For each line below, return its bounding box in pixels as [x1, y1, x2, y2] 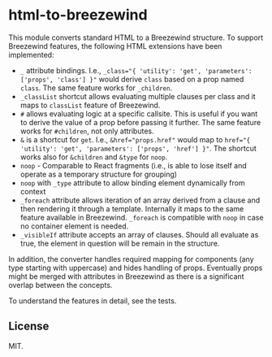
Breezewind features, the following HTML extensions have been [8, 41, 222, 50]
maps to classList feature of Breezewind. [19, 100, 161, 110]
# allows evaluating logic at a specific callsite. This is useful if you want [19, 108, 258, 119]
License [8, 320, 50, 333]
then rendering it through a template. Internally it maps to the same [19, 203, 244, 213]
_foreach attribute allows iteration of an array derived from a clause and [19, 195, 261, 205]
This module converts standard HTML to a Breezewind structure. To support [8, 33, 264, 42]
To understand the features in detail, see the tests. [8, 295, 177, 306]
